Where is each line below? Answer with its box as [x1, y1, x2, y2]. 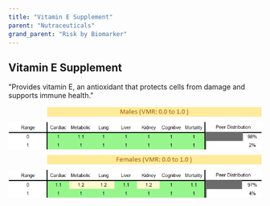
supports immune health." [8, 91, 94, 101]
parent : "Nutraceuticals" [8, 21, 95, 30]
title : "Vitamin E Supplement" [8, 13, 113, 21]
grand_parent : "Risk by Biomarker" [8, 30, 128, 38]
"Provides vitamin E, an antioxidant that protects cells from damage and [8, 82, 246, 92]
